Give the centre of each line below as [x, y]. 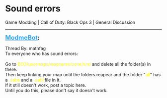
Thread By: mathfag [26, 48]
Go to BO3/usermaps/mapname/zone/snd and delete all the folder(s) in [78, 64]
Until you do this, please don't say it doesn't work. [56, 90]
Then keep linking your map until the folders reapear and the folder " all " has [83, 74]
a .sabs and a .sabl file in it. [33, 80]
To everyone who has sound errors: [42, 53]
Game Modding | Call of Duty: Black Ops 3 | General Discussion [70, 22]
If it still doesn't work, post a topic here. [46, 85]
